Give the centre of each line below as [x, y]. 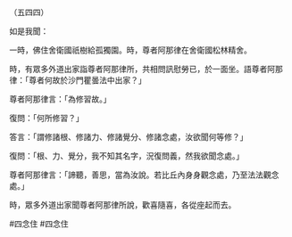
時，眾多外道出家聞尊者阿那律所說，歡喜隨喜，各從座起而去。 [123, 205]
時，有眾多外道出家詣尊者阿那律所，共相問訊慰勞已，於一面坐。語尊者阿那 [146, 69]
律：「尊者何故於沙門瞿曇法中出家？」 [78, 80]
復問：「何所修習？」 [46, 118]
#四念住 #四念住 [39, 224]
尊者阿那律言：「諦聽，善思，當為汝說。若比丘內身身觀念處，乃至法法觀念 [144, 175]
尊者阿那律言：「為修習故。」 [60, 99]
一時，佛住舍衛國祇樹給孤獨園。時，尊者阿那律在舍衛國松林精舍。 [130, 50]
